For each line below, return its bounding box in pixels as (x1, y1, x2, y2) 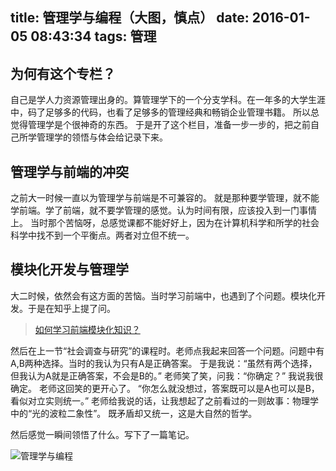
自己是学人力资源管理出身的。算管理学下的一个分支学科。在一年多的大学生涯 (10, 94, 326, 106)
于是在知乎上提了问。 (27, 302, 116, 314)
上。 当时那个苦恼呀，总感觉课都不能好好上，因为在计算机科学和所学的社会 (10, 217, 320, 229)
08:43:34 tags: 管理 (30, 28, 157, 45)
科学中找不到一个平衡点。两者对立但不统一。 (10, 229, 195, 242)
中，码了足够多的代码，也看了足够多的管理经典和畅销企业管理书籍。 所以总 (10, 106, 320, 118)
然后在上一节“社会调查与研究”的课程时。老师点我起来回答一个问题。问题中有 (10, 344, 325, 357)
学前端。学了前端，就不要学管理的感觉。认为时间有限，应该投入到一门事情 (10, 204, 317, 217)
